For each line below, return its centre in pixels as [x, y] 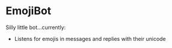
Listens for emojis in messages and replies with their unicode [90, 39]
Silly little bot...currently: [36, 27]
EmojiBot [29, 11]
